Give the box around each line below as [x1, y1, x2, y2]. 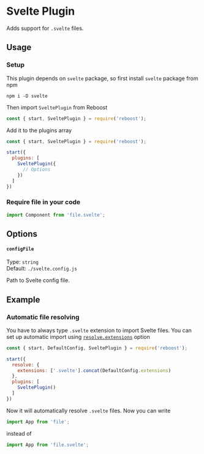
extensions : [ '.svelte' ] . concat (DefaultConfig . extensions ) [17, 367, 172, 374]
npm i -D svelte [6, 93, 48, 99]
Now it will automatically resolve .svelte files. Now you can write [6, 407, 171, 414]
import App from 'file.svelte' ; [6, 442, 89, 448]
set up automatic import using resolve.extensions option [6, 333, 150, 340]
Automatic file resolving [6, 313, 80, 321]
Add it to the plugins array [6, 127, 72, 134]
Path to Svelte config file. [6, 277, 70, 284]
